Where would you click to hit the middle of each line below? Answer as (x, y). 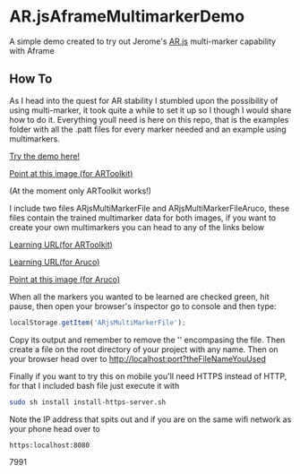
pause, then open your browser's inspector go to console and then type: (143, 306)
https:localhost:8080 (50, 445)
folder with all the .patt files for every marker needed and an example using (148, 129)
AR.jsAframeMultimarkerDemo (127, 17)
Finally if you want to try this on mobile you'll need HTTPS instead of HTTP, (148, 376)
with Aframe (32, 50)
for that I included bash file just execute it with (94, 385)
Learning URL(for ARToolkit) (61, 245)
